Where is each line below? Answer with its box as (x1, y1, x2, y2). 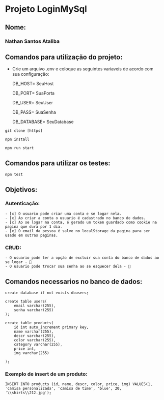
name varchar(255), (14, 329, 54, 334)
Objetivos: (5, 185, 38, 194)
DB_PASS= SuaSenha (12, 109, 56, 115)
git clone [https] (5, 128, 43, 133)
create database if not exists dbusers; (5, 290, 89, 295)
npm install (5, 137, 29, 142)
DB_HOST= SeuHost (12, 81, 54, 87)
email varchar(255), (14, 303, 56, 308)
